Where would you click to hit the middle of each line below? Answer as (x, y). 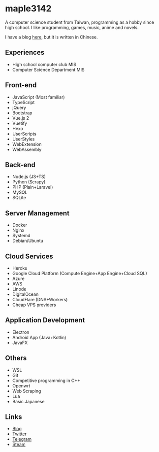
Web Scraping (27, 391)
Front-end (21, 85)
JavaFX (20, 343)
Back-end (20, 165)
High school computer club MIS (44, 64)
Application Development (45, 320)
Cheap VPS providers (34, 305)
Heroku (20, 268)
